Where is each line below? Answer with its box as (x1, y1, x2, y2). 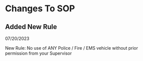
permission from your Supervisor (5, 50, 72, 56)
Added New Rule (5, 23, 57, 31)
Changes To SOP (5, 3, 75, 14)
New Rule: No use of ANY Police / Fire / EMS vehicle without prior (5, 45, 139, 51)
